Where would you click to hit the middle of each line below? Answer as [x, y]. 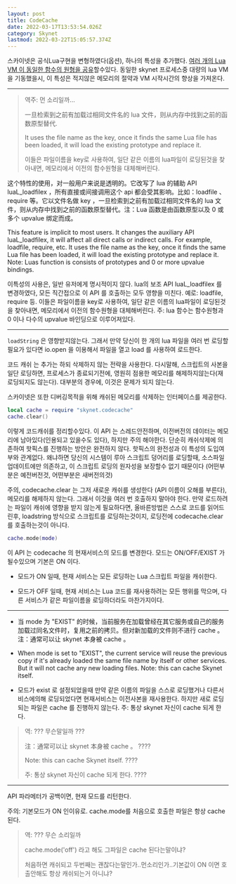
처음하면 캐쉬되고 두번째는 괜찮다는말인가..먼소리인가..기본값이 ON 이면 [122, 864]
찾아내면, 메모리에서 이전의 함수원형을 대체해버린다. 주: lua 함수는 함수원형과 [119, 310]
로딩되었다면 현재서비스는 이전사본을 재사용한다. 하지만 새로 [130, 699]
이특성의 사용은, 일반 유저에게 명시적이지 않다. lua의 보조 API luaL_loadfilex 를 [115, 284]
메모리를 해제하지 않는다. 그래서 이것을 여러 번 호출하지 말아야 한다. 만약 [105, 499]
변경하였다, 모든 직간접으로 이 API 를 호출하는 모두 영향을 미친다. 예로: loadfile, [115, 293]
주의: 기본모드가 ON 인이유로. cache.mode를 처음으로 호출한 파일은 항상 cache [117, 811]
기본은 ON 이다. [59, 561]
